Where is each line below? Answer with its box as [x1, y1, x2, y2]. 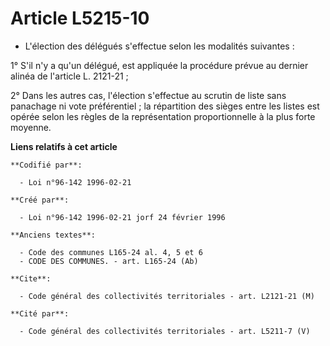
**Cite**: [10, 273, 52, 284]
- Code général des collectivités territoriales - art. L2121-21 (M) [19, 291, 315, 301]
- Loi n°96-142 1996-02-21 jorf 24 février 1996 [19, 212, 226, 222]
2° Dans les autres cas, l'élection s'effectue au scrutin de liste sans [10, 89, 287, 101]
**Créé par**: [10, 195, 70, 205]
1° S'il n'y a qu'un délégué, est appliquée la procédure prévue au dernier [10, 59, 309, 71]
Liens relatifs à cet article [10, 140, 118, 152]
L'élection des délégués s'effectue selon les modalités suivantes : [24, 40, 295, 52]
